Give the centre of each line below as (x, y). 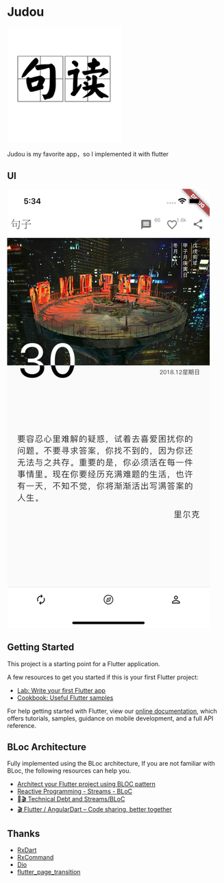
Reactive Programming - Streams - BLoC (75, 791)
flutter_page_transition (49, 872)
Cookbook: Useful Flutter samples (65, 698)
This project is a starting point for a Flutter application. (84, 663)
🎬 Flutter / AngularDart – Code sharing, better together (95, 810)
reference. (22, 725)
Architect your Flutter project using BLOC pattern (86, 784)
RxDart (27, 850)
